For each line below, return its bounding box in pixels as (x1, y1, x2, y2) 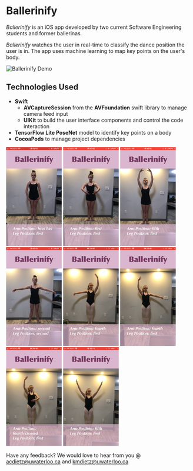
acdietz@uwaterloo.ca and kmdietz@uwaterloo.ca (6, 458, 129, 465)
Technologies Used (6, 82, 78, 92)
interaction (23, 122, 50, 130)
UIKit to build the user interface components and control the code (23, 116, 184, 123)
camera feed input (23, 110, 68, 117)
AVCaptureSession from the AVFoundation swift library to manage (23, 104, 187, 111)
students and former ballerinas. (6, 29, 82, 36)
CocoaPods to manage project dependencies (14, 135, 125, 142)
